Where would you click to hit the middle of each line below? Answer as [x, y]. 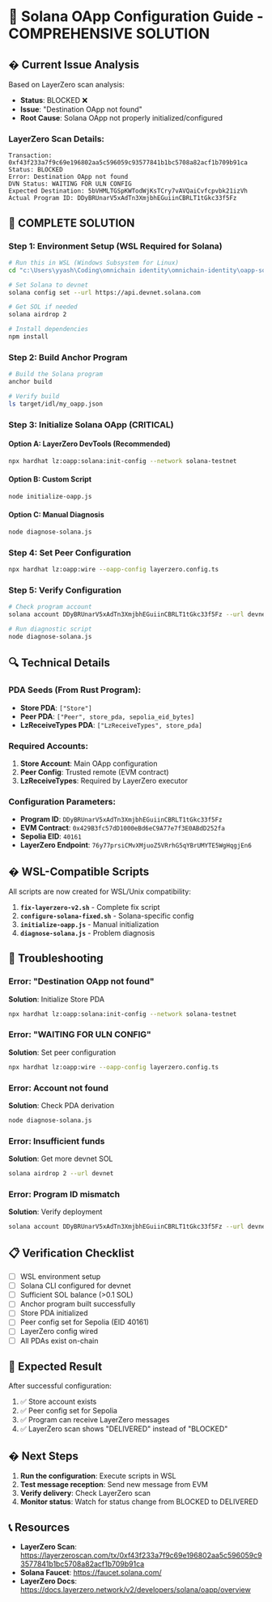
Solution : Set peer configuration [62, 1052]
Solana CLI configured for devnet [75, 1285]
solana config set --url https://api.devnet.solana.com [104, 292]
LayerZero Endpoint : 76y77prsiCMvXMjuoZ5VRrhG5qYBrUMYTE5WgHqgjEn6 [136, 845]
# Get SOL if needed [43, 307]
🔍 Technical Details [59, 663]
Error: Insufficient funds [57, 1141]
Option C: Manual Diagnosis [56, 515]
